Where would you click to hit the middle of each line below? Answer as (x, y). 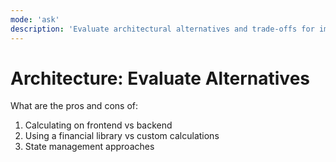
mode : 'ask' (35, 19)
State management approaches (89, 147)
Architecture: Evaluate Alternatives (160, 78)
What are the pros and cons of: (74, 106)
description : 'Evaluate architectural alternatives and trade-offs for (162, 29)
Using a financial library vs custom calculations (122, 136)
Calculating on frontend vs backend (98, 125)
